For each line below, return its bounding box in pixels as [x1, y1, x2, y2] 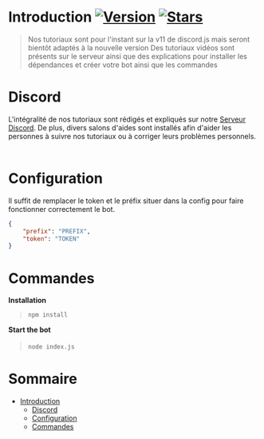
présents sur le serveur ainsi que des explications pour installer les [27, 51, 247, 61]
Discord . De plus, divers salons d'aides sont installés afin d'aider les [8, 122, 232, 132]
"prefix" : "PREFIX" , [22, 227, 91, 235]
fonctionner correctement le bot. [8, 204, 116, 214]
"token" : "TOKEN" [22, 234, 81, 243]
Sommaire [8, 370, 77, 388]
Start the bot [8, 325, 51, 335]
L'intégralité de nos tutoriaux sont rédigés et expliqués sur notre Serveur [8, 114, 246, 124]
